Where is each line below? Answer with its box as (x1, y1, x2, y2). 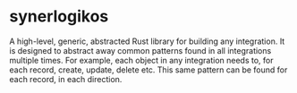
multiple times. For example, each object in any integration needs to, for (9, 55, 274, 65)
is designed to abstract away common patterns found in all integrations (9, 45, 272, 55)
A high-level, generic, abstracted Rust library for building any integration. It (9, 36, 285, 46)
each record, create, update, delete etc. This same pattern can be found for (9, 64, 288, 75)
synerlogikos (9, 6, 109, 27)
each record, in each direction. (9, 73, 123, 84)
